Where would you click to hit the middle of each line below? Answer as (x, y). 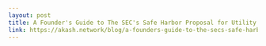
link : (17, 30)
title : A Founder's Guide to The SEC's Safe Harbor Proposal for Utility (133, 23)
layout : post (30, 15)
